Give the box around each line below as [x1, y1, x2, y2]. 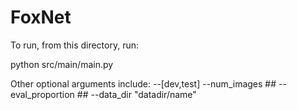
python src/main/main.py [10, 58, 114, 70]
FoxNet [10, 6, 72, 29]
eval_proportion [10, 88, 75, 100]
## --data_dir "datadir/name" [76, 88, 197, 100]
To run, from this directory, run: [10, 39, 140, 51]
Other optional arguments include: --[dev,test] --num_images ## [10, 77, 277, 90]
